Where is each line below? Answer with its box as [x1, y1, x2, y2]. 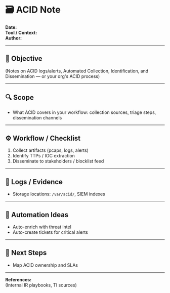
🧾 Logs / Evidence [5, 178, 63, 186]
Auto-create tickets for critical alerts [12, 229, 89, 235]
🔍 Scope [5, 93, 34, 102]
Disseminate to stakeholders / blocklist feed [12, 158, 104, 164]
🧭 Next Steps [5, 248, 47, 257]
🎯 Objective [5, 54, 42, 63]
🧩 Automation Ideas [5, 211, 69, 219]
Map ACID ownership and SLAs [12, 262, 78, 268]
